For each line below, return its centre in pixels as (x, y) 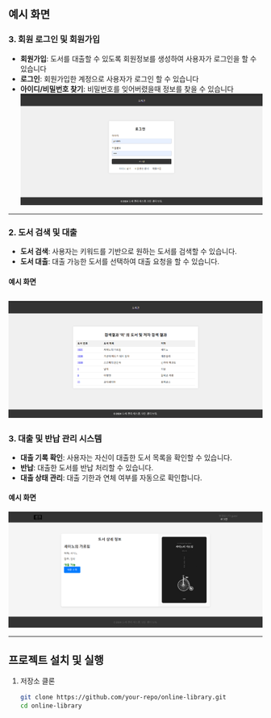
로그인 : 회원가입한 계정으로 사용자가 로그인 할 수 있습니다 (109, 78)
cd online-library (51, 705)
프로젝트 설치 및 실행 (56, 660)
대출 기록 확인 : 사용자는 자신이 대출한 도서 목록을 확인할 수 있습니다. (126, 457)
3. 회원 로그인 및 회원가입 (54, 40)
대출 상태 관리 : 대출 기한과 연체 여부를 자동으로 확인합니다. (111, 478)
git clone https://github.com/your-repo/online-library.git (123, 697)
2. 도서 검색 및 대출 (43, 232)
